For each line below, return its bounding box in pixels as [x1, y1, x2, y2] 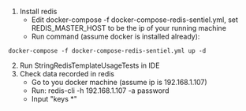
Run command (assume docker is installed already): [31, 31, 200, 41]
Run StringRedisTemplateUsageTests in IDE [19, 61, 160, 70]
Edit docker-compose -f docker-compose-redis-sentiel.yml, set [31, 15, 239, 24]
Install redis [19, 7, 58, 16]
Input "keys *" [31, 94, 77, 103]
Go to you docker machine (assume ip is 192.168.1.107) [31, 78, 207, 87]
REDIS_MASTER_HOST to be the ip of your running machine [31, 24, 227, 32]
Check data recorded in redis [19, 69, 114, 78]
